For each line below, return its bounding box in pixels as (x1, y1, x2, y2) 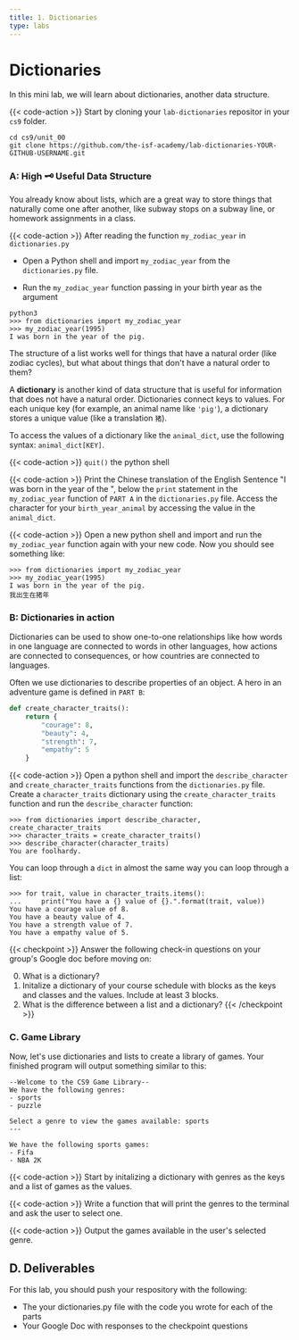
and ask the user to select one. (9, 1208, 123, 1219)
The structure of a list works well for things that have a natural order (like (9, 347, 277, 358)
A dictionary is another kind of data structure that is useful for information (9, 384, 283, 395)
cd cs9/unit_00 (9, 133, 66, 143)
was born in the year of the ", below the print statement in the (9, 483, 238, 494)
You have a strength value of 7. (9, 920, 134, 929)
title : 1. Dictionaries (9, 12, 98, 22)
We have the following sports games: (9, 1140, 150, 1150)
